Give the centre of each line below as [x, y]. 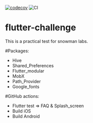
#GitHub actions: [22, 96]
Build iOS [21, 111]
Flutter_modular [28, 71]
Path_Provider [26, 81]
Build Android [26, 116]
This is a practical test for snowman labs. [47, 41]
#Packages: [17, 51]
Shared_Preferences [33, 65]
